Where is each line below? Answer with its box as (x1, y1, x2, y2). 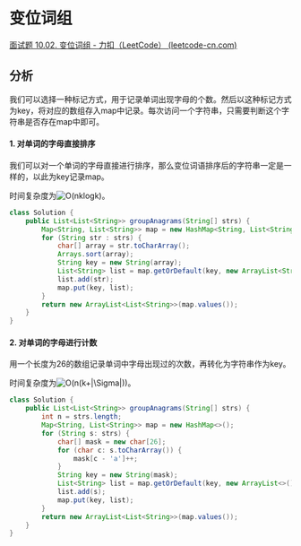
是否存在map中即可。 (24, 116, 105, 126)
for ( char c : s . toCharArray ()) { (56, 446, 182, 455)
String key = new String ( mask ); (56, 471, 178, 480)
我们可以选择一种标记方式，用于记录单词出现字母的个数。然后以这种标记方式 (9, 93, 292, 104)
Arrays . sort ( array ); (56, 250, 134, 259)
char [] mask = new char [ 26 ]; (56, 437, 167, 446)
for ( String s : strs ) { (41, 429, 130, 438)
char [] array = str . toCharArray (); (56, 241, 191, 251)
